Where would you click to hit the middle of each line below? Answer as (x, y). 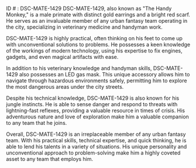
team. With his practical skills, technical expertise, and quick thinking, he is (96, 140)
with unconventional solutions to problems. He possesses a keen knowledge (98, 44)
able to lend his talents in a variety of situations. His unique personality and (97, 146)
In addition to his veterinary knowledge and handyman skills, (79, 68)
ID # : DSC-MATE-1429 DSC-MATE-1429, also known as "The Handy (89, 8)
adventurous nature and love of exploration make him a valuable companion (97, 117)
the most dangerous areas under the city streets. (65, 87)
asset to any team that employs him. (50, 159)
